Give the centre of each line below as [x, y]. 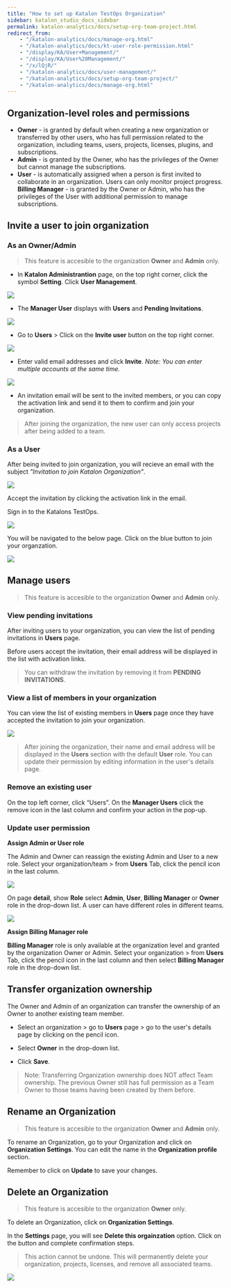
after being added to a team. [65, 431]
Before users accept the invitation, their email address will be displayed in [112, 651]
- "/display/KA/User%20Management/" [73, 59]
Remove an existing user [50, 787]
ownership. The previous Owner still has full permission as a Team [119, 1082]
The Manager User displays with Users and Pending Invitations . [110, 308]
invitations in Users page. [44, 638]
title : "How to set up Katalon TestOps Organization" [87, 14]
